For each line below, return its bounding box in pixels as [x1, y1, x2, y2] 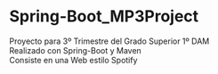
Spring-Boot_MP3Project [9, 6, 199, 27]
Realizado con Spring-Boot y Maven [9, 45, 142, 55]
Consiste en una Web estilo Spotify [9, 54, 138, 65]
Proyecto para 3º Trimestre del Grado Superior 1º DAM [9, 36, 210, 46]
